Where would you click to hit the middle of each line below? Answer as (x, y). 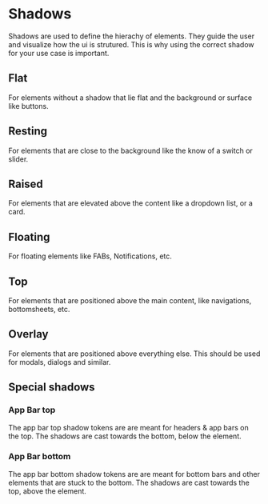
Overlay (28, 334)
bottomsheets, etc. (39, 309)
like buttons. (29, 106)
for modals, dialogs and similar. (60, 362)
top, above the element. (47, 491)
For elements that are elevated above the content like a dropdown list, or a (131, 203)
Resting (28, 132)
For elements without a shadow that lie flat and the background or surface (130, 98)
